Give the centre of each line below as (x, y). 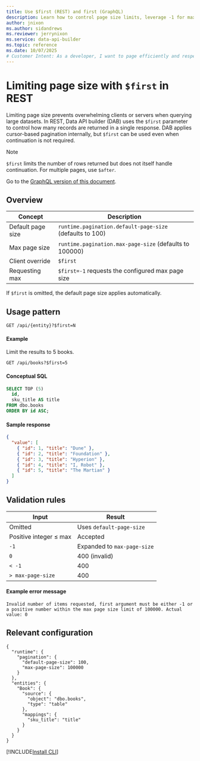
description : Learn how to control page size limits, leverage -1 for (96, 17)
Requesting (25, 271)
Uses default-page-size (111, 527)
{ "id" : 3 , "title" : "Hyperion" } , (61, 459)
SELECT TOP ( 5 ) (25, 389)
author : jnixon (25, 23)
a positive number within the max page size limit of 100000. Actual (94, 609)
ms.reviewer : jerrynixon (37, 34)
